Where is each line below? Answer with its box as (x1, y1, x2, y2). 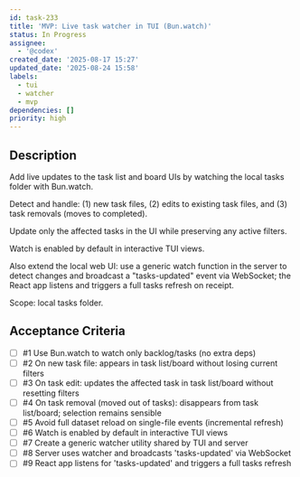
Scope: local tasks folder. (9, 297, 104, 308)
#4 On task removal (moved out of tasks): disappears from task (22, 397, 259, 407)
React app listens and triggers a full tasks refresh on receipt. (9, 279, 235, 290)
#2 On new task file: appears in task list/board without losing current (22, 358, 278, 369)
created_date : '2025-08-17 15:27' (9, 55, 140, 64)
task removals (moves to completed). (9, 208, 147, 219)
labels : (9, 72, 39, 81)
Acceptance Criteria (9, 323, 126, 339)
